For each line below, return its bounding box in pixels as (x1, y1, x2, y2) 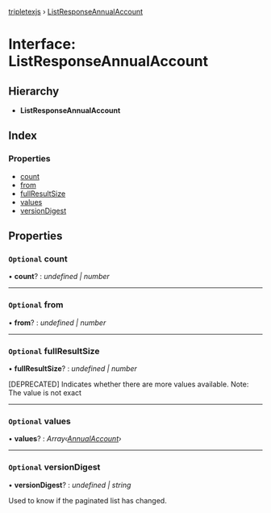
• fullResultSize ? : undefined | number (8, 363, 137, 373)
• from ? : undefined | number (8, 318, 106, 327)
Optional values (8, 415, 71, 427)
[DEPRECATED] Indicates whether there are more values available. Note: (8, 379, 249, 389)
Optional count (8, 253, 68, 265)
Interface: (8, 35, 77, 53)
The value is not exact (8, 387, 82, 398)
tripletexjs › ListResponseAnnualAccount (8, 7, 144, 16)
